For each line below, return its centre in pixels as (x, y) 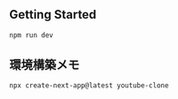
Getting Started (53, 15)
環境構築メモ (44, 65)
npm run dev (31, 35)
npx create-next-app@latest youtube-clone (89, 86)
